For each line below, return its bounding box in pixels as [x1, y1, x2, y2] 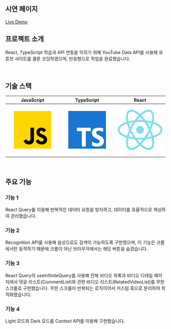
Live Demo [5, 18, 28, 24]
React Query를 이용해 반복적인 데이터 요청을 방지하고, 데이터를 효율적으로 [5, 207, 153, 213]
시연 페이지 [5, 5, 38, 14]
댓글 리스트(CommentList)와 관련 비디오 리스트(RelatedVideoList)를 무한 [18, 279, 164, 285]
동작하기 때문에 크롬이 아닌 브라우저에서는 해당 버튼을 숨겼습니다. [18, 246, 148, 252]
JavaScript [20, 97, 45, 103]
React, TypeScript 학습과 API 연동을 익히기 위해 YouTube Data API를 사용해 [5, 49, 158, 55]
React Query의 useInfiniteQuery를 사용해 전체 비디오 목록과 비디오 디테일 [5, 272, 153, 279]
